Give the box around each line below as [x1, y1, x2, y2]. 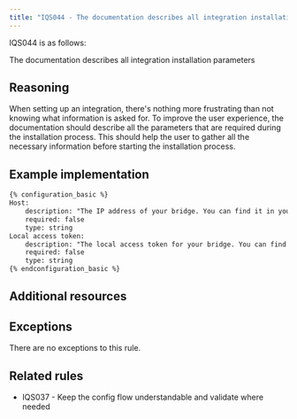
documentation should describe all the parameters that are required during [9, 122, 281, 133]
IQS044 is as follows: [9, 37, 87, 48]
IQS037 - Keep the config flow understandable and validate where [21, 392, 263, 403]
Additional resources [9, 289, 127, 304]
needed [21, 401, 50, 412]
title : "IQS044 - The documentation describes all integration [9, 12, 247, 22]
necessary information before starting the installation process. [9, 141, 236, 151]
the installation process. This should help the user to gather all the [9, 132, 250, 143]
